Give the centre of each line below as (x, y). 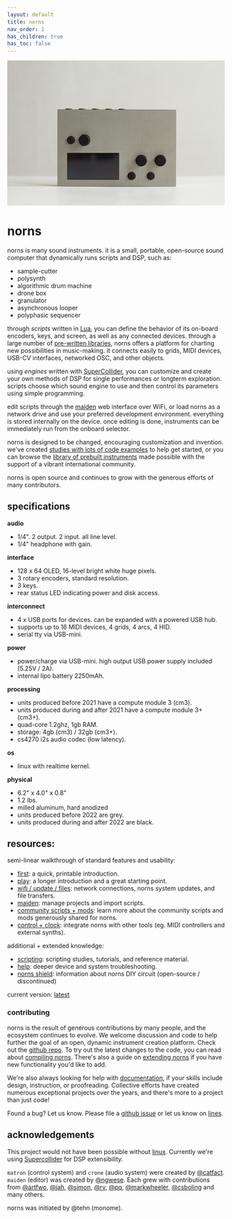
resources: (31, 844)
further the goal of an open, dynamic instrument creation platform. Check (112, 1042)
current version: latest (39, 994)
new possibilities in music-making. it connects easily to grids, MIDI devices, (115, 350)
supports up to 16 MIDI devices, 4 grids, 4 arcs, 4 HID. (94, 627)
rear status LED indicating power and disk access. (88, 593)
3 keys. (27, 585)
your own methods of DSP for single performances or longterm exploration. (115, 378)
